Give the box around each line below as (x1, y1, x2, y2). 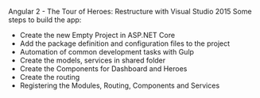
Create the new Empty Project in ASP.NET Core (19, 31, 176, 40)
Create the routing (19, 73, 80, 81)
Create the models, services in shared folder (19, 55, 166, 65)
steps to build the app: (8, 15, 82, 24)
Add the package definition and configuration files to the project (19, 39, 231, 48)
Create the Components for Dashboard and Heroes (19, 64, 188, 73)
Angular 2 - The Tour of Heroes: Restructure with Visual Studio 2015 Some (8, 7, 252, 16)
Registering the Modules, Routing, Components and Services (19, 81, 220, 90)
